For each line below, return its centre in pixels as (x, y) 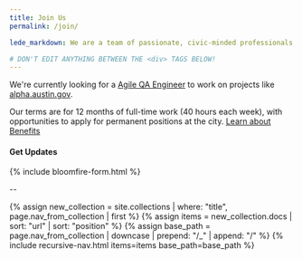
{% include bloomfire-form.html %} (75, 172)
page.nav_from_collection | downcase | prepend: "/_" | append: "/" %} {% (146, 235)
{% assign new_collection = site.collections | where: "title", (118, 207)
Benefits (25, 131)
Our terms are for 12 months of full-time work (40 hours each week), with (146, 112)
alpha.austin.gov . (41, 94)
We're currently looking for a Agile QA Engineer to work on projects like (142, 85)
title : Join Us (38, 18)
